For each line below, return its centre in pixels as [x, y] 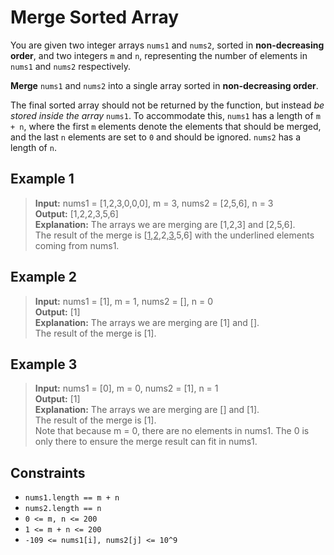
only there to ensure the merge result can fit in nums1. [146, 442]
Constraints [48, 472]
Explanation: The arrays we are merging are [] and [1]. [147, 410]
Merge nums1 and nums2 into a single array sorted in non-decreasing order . [164, 85]
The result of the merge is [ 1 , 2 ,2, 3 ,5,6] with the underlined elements [174, 235]
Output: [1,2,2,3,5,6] [76, 213]
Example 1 [42, 179]
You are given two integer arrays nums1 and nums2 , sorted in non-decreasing [167, 45]
